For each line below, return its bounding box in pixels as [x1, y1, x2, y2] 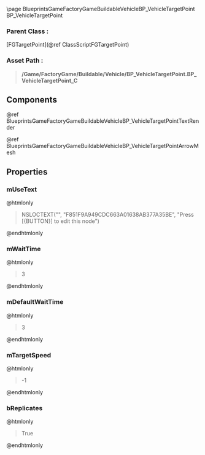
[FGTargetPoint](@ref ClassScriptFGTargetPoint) [6, 41, 130, 49]
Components [6, 95, 57, 105]
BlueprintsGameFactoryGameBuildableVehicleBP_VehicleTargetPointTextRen [6, 117, 199, 125]
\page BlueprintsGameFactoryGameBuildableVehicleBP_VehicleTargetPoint [6, 6, 195, 12]
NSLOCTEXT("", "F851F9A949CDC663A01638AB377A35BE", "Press [21, 211, 195, 219]
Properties [6, 166, 48, 177]
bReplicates [6, 403, 43, 412]
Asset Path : [6, 56, 44, 65]
